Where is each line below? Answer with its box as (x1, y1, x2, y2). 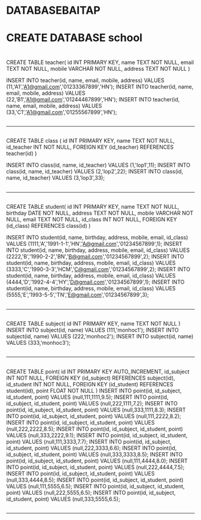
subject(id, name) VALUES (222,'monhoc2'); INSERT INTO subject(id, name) (6, 332, 194, 339)
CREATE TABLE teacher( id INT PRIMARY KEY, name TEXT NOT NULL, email (6, 58, 194, 66)
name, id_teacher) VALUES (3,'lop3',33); (6, 175, 105, 182)
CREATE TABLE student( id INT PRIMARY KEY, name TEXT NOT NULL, (6, 203, 179, 211)
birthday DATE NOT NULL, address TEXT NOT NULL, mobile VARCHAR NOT (6, 209, 193, 217)
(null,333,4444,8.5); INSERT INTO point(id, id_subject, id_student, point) (6, 476, 184, 483)
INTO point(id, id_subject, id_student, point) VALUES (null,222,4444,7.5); (6, 463, 185, 471)
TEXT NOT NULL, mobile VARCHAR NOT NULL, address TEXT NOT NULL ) (6, 65, 190, 72)
